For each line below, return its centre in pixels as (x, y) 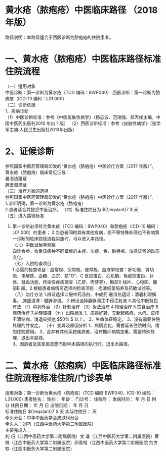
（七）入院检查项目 (32, 263)
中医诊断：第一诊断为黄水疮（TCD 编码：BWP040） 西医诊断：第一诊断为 (81, 92)
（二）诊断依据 (20, 105)
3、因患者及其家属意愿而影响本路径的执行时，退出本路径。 (72, 344)
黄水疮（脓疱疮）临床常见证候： (38, 172)
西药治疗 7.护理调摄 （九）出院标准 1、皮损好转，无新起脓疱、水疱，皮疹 (86, 313)
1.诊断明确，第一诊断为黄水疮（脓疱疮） (46, 203)
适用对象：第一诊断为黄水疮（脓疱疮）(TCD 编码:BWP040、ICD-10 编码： (80, 393)
